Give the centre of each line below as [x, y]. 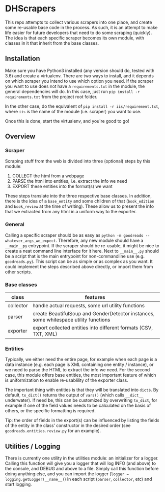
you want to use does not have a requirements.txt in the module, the [75, 86]
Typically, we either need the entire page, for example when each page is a [81, 360]
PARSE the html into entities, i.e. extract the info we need [70, 181]
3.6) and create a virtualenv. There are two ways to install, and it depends [79, 76]
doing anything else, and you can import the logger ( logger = [67, 474]
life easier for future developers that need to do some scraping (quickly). [79, 33]
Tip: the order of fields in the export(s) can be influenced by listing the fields [82, 420]
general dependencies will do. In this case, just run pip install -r [72, 91]
